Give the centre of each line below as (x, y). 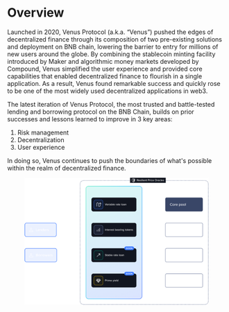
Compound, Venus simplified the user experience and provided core (105, 69)
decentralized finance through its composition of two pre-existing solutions (115, 39)
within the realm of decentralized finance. (67, 168)
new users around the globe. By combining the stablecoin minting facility (111, 54)
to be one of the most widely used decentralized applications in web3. (108, 91)
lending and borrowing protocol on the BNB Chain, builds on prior (101, 112)
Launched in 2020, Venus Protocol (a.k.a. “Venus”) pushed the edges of (110, 32)
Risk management (43, 132)
